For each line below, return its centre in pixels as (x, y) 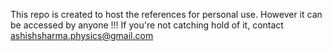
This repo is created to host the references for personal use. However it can (166, 14)
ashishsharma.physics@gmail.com (82, 35)
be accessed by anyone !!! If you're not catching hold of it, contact (147, 25)
